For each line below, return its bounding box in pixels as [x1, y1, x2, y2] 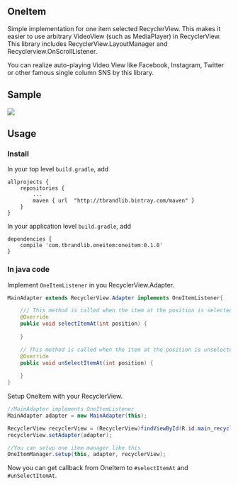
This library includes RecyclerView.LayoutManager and [7, 39, 168, 48]
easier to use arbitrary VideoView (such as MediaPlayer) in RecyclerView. [7, 32, 221, 40]
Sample [7, 89, 42, 101]
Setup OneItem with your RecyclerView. [7, 392, 123, 401]
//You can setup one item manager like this [7, 444, 141, 452]
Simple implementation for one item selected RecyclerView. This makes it [7, 24, 221, 33]
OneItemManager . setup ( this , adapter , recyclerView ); [7, 451, 166, 458]
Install [7, 149, 30, 159]
